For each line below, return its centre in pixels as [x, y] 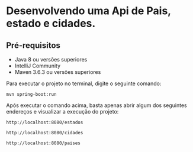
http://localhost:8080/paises [44, 143]
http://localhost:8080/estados [45, 122]
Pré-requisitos [33, 45]
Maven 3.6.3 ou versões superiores [58, 72]
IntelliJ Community [38, 66]
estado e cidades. [51, 23]
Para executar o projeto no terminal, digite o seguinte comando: [84, 83]
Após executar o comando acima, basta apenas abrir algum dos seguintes [97, 105]
